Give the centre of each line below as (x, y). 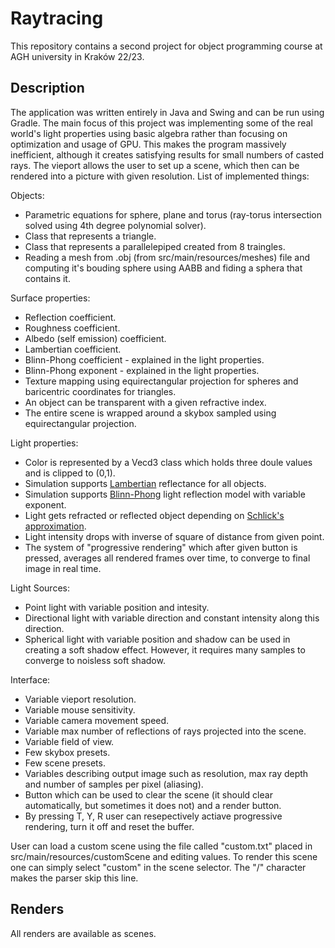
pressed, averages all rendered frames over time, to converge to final (167, 558)
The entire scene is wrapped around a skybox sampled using (150, 413)
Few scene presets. (65, 763)
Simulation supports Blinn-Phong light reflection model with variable (165, 494)
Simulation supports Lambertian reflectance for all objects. (145, 483)
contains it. (47, 278)
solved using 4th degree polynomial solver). (115, 225)
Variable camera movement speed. (97, 720)
